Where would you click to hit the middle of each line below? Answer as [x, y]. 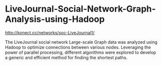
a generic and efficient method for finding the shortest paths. [66, 57]
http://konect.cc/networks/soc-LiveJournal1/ [50, 32]
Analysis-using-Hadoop [55, 19]
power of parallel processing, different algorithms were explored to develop [81, 52]
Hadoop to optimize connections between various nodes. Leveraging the [78, 47]
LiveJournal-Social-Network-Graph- [81, 9]
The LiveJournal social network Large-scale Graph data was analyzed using [81, 42]
